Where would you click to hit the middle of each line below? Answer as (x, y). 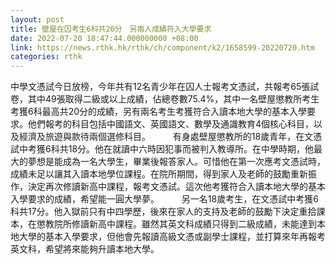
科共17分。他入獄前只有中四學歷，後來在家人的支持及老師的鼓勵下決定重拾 (163, 212)
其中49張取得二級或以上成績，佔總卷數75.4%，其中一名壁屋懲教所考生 (173, 99)
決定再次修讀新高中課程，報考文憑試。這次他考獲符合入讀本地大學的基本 (176, 187)
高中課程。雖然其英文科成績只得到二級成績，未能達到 (207, 224)
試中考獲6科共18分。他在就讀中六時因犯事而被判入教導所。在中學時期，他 (162, 149)
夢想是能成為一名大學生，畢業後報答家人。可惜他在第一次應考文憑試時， (176, 162)
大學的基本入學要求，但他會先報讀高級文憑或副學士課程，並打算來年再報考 (172, 237)
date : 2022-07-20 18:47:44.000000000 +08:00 (104, 38)
